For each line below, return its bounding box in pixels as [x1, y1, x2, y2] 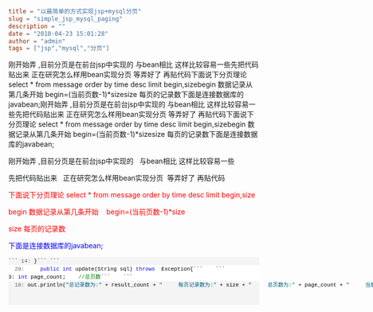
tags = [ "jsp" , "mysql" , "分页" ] [8, 45, 110, 53]
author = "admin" [8, 37, 66, 45]
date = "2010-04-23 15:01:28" [8, 29, 109, 37]
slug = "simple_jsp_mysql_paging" [8, 14, 124, 23]
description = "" [8, 22, 66, 30]
